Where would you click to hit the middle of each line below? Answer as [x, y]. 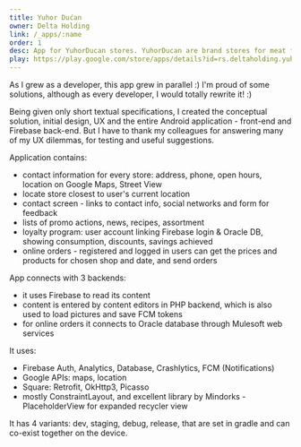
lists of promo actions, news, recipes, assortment [113, 222]
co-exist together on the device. [69, 433]
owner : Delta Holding [50, 26]
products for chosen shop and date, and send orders [120, 260]
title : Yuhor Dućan [46, 17]
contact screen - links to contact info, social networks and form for [146, 203]
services [38, 333]
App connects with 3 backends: [68, 278]
